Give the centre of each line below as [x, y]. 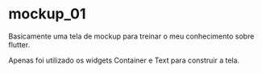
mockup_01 [47, 14]
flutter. [19, 44]
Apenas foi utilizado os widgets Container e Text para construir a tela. [124, 60]
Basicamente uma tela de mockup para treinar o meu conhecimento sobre [131, 36]
